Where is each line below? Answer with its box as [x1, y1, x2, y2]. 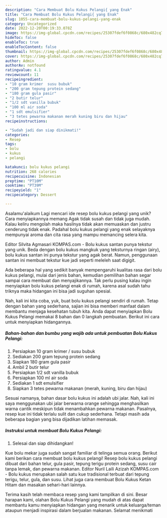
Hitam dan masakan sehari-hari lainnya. [5, 482, 86, 488]
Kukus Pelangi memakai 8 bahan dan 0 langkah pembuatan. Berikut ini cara [5, 313, 160, 319]
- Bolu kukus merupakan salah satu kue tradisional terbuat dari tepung [5, 471, 150, 477]
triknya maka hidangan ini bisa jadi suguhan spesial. [5, 288, 112, 294]
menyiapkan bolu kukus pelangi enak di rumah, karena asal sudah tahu [5, 282, 151, 288]
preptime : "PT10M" [5, 178, 43, 184]
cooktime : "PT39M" [5, 183, 43, 188]
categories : [5, 132, 30, 137]
